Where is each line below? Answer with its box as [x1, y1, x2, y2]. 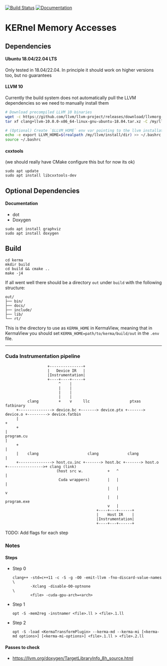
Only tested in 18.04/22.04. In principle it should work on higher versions [5, 67, 154, 73]
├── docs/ [5, 303, 26, 308]
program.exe [5, 499, 30, 504]
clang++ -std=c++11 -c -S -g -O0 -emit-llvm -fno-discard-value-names [12, 575, 162, 580]
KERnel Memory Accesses [5, 22, 117, 33]
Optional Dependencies [5, 186, 80, 195]
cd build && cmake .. [5, 266, 50, 271]
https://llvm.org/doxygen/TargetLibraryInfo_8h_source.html [12, 656, 134, 662]
